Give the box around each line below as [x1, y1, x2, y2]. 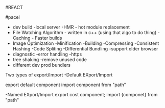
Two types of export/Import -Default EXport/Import [5, 72, 113, 78]
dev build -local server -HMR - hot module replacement [12, 24, 130, 30]
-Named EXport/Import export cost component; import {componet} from [5, 92, 158, 97]
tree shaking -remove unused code [12, 57, 87, 63]
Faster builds [35, 35, 62, 41]
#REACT [5, 5, 23, 10]
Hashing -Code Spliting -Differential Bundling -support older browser [12, 46, 158, 51]
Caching [12, 35, 31, 41]
